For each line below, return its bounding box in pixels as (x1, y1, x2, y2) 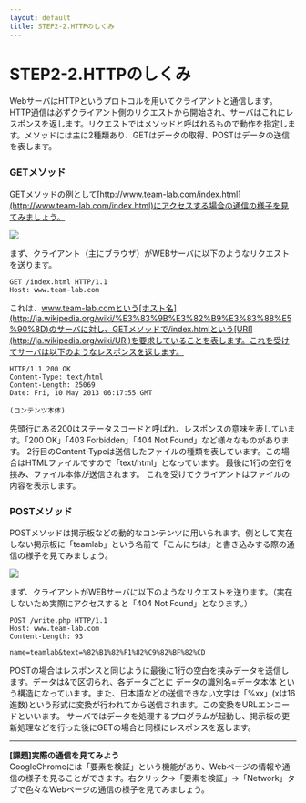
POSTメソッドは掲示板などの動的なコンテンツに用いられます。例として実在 (9, 527, 293, 538)
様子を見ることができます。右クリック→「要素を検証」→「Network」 (25, 773, 288, 784)
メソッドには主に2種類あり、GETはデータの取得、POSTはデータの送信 (24, 129, 291, 141)
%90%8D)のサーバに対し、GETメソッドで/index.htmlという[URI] (9, 323, 253, 334)
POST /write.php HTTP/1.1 (9, 616, 107, 625)
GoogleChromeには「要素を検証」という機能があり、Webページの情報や (9, 761, 282, 772)
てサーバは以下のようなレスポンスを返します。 (9, 346, 185, 357)
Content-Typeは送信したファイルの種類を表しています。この (56, 445, 282, 456)
